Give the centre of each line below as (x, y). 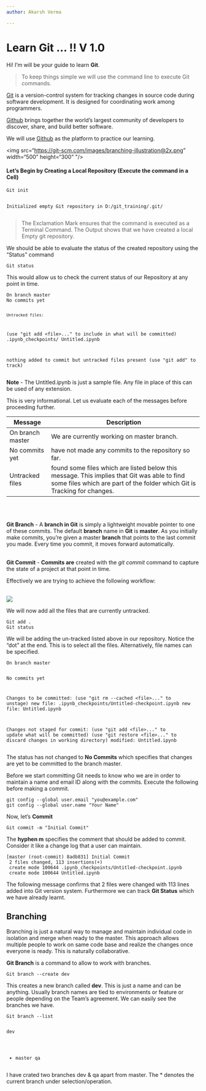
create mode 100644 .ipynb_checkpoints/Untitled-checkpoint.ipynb (96, 867)
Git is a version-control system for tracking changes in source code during (101, 95)
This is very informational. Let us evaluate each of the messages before (97, 401)
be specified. (23, 652)
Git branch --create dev (38, 974)
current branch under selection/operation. (59, 1081)
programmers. (25, 108)
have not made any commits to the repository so (120, 450)
